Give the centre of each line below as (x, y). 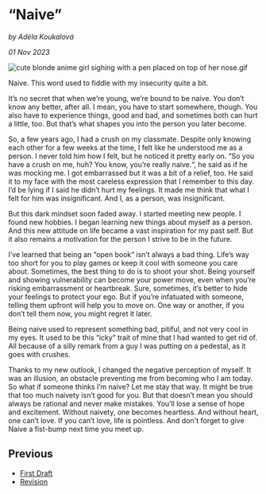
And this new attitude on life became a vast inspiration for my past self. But (131, 230)
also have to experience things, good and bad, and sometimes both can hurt (133, 115)
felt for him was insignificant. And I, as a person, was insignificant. (116, 198)
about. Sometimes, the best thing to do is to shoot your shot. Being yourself (132, 271)
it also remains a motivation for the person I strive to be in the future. (120, 239)
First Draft (36, 473)
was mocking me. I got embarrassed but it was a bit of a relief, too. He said (131, 173)
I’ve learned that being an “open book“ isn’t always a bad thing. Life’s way (129, 254)
